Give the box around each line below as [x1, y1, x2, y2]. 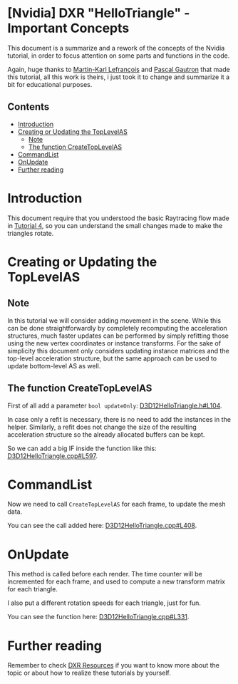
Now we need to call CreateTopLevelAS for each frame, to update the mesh [7, 500, 226, 509]
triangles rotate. [7, 229, 54, 237]
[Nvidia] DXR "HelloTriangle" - [7, 5, 190, 21]
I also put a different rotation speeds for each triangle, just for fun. [7, 598, 202, 607]
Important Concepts [7, 20, 130, 36]
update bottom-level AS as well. [7, 361, 101, 370]
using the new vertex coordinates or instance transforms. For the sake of [7, 338, 222, 347]
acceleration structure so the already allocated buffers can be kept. [7, 430, 205, 439]
